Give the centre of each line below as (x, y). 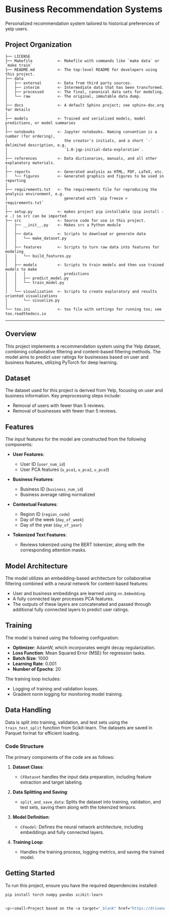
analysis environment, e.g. (35, 194)
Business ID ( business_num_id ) (52, 489)
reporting (16, 180)
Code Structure (25, 746)
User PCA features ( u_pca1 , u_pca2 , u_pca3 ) (65, 469)
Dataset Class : (28, 767)
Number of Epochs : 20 (37, 669)
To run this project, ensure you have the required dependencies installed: (81, 885)
